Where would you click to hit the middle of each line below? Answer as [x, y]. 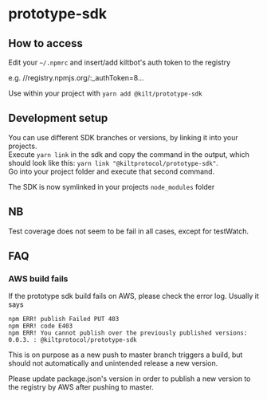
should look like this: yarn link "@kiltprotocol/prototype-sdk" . [114, 163]
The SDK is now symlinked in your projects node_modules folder [112, 186]
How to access [46, 43]
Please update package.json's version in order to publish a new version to [130, 378]
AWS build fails [38, 278]
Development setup [58, 118]
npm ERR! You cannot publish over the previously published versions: [128, 333]
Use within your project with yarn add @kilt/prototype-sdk [105, 93]
